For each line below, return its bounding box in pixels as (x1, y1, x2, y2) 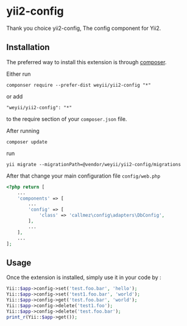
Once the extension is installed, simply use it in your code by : (6, 273, 161, 281)
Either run (6, 70, 31, 78)
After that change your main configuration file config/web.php (6, 172, 160, 179)
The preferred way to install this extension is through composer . (6, 58, 167, 65)
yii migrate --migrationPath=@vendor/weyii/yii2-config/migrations (6, 161, 182, 167)
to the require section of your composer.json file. (6, 115, 127, 123)
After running (6, 127, 40, 134)
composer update (6, 139, 48, 145)
